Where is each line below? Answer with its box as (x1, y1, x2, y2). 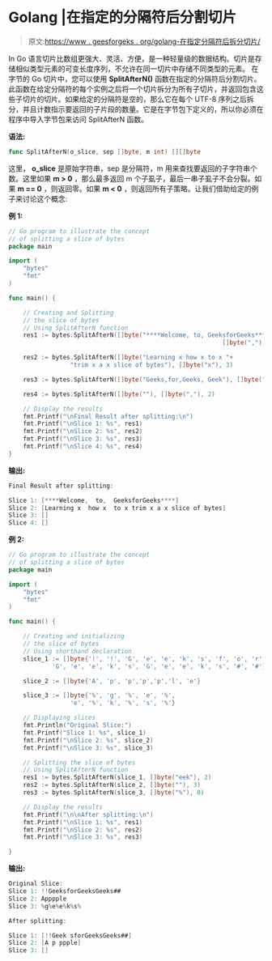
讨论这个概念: (22, 193, 68, 203)
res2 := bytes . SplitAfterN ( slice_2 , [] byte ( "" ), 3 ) (23, 781, 201, 789)
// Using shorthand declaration (23, 647, 132, 655)
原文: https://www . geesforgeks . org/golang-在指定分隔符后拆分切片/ (28, 36, 261, 46)
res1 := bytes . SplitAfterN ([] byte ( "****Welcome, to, (23, 331, 205, 339)
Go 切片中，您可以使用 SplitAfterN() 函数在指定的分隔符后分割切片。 (31, 74, 261, 83)
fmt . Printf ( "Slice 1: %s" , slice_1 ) (23, 729, 147, 737)
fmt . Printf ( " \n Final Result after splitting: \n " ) (23, 412, 194, 420)
